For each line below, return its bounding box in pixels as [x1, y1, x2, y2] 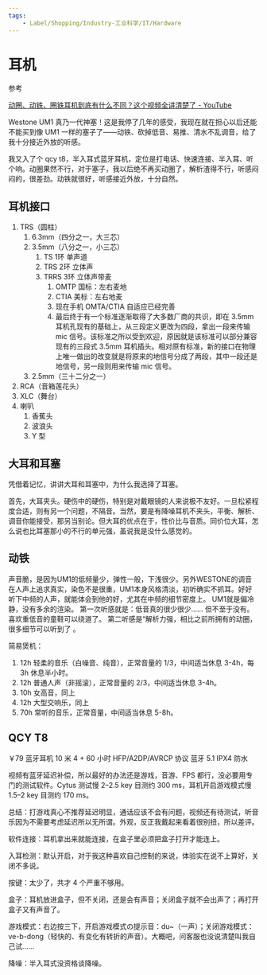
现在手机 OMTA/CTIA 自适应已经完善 [55, 302, 176, 311]
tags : [8, 11, 26, 20]
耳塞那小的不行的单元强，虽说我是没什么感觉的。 [35, 526, 196, 536]
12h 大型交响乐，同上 [19, 697, 90, 707]
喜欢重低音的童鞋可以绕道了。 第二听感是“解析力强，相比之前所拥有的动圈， [8, 614, 257, 623]
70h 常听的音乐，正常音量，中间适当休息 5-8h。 [19, 708, 178, 717]
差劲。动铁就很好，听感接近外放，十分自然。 [35, 174, 183, 184]
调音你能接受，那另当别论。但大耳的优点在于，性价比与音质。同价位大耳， [8, 517, 252, 526]
